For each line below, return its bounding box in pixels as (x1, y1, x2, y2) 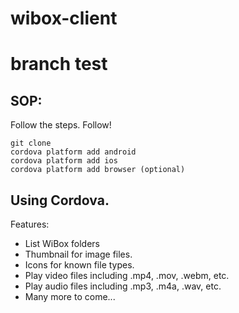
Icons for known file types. (24, 259, 135, 271)
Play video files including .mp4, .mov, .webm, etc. (24, 270, 230, 281)
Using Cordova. (10, 192, 110, 209)
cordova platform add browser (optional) (10, 165, 186, 175)
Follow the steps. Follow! (10, 119, 112, 131)
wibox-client (10, 7, 118, 30)
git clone (10, 138, 52, 149)
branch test (10, 53, 108, 76)
